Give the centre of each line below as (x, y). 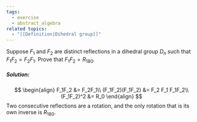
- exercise (25, 18)
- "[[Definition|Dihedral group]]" (57, 34)
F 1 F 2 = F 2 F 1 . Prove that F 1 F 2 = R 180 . (50, 60)
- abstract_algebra (36, 23)
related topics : (27, 29)
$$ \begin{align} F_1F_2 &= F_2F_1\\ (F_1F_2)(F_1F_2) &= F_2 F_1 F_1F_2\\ (102, 90)
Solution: (18, 75)
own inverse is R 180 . (31, 113)
